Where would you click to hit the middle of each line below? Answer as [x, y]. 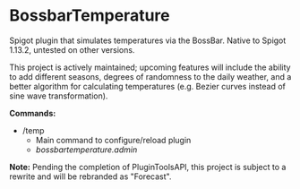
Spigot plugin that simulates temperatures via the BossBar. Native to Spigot [148, 40]
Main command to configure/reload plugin [113, 140]
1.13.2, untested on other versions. [72, 49]
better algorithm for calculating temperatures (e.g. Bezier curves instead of [148, 86]
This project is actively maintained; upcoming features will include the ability [150, 67]
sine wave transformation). [59, 96]
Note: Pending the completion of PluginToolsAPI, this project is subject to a [148, 167]
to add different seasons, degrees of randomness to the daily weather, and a [150, 76]
